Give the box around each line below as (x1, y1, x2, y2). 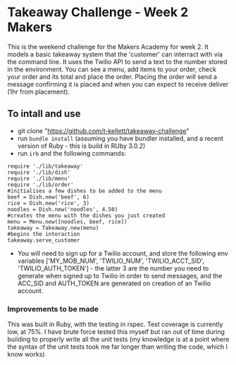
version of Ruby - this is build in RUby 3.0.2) (17, 142, 146, 150)
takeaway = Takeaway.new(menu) (7, 224, 99, 231)
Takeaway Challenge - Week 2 (7, 4, 189, 20)
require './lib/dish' (7, 168, 71, 176)
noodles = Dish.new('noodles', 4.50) (7, 206, 118, 213)
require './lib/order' (7, 181, 74, 188)
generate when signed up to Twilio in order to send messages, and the (17, 271, 223, 280)
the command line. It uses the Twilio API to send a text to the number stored (7, 57, 228, 66)
